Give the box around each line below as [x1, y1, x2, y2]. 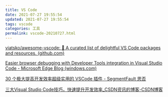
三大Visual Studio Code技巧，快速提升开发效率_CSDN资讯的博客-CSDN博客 [5, 86, 163, 92]
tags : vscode [5, 21, 33, 27]
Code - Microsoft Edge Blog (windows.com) [5, 65, 97, 71]
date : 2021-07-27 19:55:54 [5, 12, 62, 17]
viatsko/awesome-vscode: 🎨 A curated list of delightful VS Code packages [5, 45, 161, 51]
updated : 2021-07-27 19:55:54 [5, 17, 69, 22]
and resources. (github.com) [5, 50, 65, 56]
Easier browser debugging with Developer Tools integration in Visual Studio [5, 60, 163, 66]
